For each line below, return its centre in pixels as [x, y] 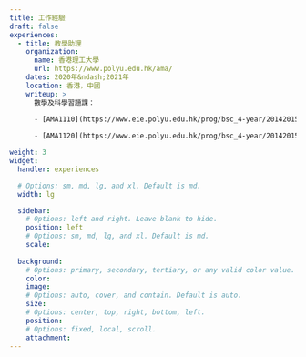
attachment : [48, 338]
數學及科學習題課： [64, 102]
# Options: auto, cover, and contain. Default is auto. [134, 296]
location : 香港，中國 [63, 86]
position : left [55, 228]
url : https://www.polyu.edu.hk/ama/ [103, 69]
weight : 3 [28, 153]
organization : [52, 52]
